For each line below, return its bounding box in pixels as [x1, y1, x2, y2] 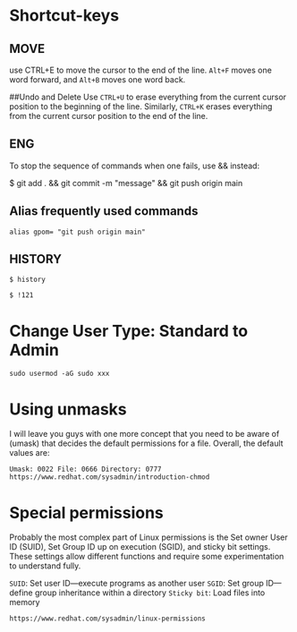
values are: [9, 448, 50, 458]
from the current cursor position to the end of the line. [9, 111, 208, 121]
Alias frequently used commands [9, 203, 199, 219]
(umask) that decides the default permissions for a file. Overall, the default [9, 438, 284, 448]
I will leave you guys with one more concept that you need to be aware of [9, 429, 280, 440]
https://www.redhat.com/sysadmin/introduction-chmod [9, 473, 210, 482]
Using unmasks [9, 399, 127, 419]
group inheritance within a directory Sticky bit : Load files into [34, 587, 266, 598]
